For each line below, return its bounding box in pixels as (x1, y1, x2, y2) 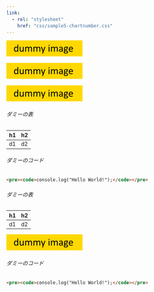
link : (6, 10, 20, 16)
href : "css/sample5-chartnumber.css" (17, 23, 113, 29)
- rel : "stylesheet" (12, 16, 64, 23)
